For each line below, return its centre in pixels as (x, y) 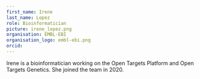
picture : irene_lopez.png (39, 29)
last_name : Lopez (28, 18)
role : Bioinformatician (36, 23)
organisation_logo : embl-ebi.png (49, 40)
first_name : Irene (29, 12)
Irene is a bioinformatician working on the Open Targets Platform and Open (100, 63)
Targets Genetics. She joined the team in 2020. (65, 69)
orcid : (15, 46)
